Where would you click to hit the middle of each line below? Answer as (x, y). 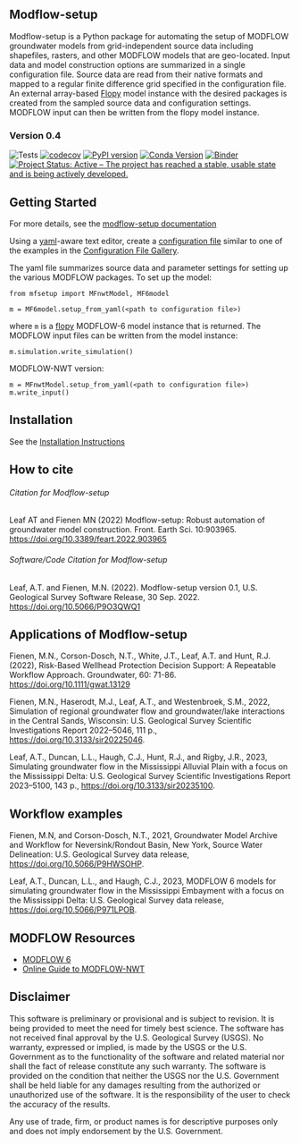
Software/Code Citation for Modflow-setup (88, 559)
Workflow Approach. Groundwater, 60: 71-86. (93, 675)
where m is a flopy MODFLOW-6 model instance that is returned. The (135, 326)
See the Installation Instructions (67, 441)
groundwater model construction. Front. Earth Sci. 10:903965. (123, 530)
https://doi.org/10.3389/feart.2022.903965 (88, 539)
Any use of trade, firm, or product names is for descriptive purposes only (144, 1121)
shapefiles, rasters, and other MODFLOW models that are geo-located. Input (150, 55)
